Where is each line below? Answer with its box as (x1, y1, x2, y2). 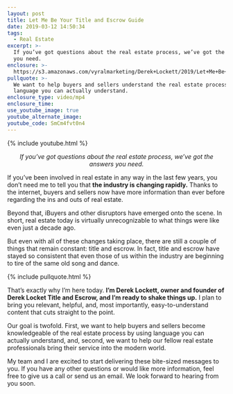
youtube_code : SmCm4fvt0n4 (7, 119, 85, 127)
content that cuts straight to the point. (7, 308, 116, 316)
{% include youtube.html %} (7, 139, 88, 147)
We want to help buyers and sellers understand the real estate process (13, 81, 228, 88)
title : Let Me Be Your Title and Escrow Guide (7, 17, 144, 24)
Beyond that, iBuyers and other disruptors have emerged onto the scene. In (7, 209, 223, 217)
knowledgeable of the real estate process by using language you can (7, 329, 205, 337)
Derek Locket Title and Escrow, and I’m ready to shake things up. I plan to (7, 293, 222, 302)
